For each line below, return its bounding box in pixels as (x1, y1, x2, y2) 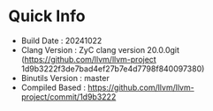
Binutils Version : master (20, 72, 110, 83)
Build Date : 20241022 (20, 35, 103, 46)
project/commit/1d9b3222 (20, 91, 117, 102)
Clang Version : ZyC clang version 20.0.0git (20, 44, 180, 55)
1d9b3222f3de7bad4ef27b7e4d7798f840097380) (20, 63, 205, 74)
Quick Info (8, 6, 86, 26)
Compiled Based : (20, 82, 86, 92)
